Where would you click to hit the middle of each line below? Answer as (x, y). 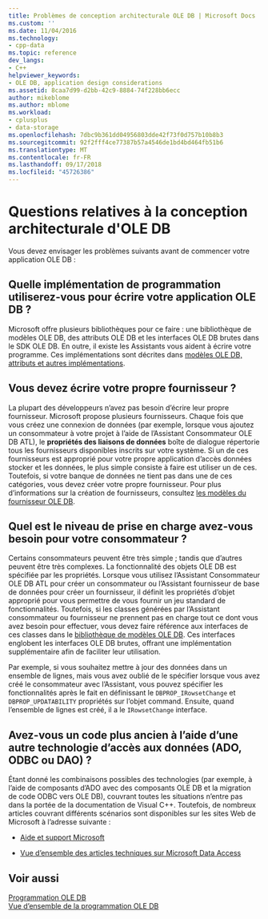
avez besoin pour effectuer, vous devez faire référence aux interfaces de (128, 627)
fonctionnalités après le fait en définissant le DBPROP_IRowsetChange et (122, 693)
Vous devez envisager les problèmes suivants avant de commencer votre (129, 251)
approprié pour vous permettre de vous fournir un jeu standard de (117, 601)
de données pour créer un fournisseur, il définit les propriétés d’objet (122, 592)
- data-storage (34, 127)
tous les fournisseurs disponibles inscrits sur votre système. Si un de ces (129, 450)
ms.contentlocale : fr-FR (50, 157)
